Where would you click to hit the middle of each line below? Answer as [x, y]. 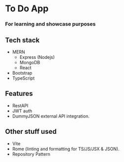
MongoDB [30, 62]
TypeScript [23, 78]
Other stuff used [31, 132]
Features [19, 94]
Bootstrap [22, 73]
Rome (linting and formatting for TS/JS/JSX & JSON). [66, 149]
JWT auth [22, 111]
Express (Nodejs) [37, 57]
